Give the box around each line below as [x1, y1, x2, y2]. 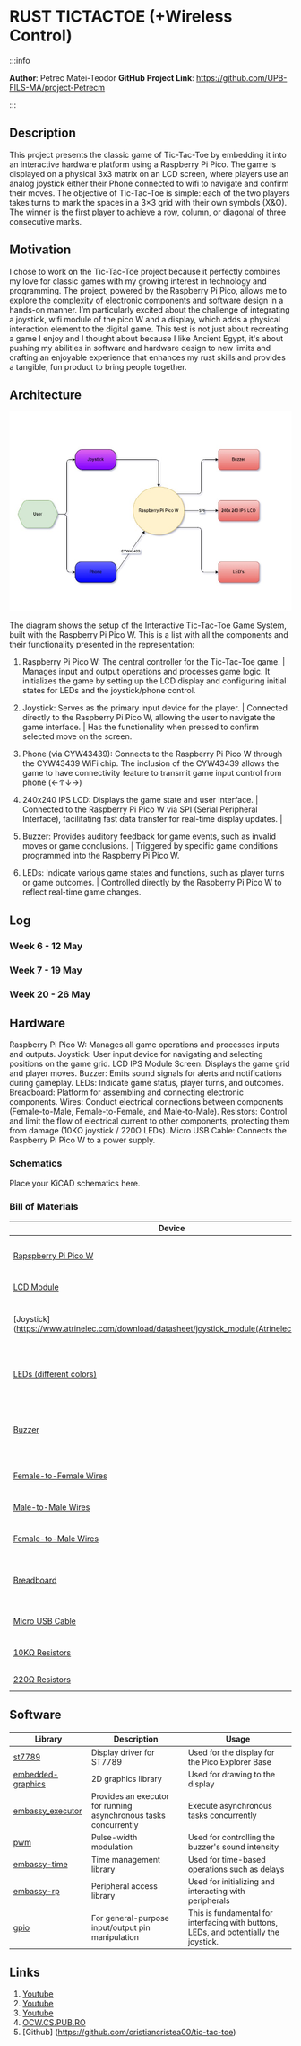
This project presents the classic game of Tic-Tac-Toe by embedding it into [9, 149, 287, 160]
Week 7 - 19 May [9, 964, 82, 976]
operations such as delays [187, 1864, 285, 1874]
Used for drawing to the [187, 1768, 276, 1779]
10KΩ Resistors [13, 1647, 72, 1658]
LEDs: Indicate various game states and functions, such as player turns [21, 868, 285, 878]
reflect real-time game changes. [21, 886, 142, 897]
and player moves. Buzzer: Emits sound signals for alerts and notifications [9, 1068, 282, 1079]
